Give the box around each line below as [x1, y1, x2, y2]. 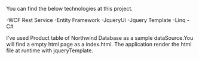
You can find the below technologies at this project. [6, 5, 133, 12]
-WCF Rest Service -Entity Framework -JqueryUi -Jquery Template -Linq [6, 17, 186, 23]
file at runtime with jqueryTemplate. [6, 47, 94, 54]
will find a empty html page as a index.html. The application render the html [6, 41, 192, 48]
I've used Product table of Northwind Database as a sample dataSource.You [6, 34, 194, 41]
